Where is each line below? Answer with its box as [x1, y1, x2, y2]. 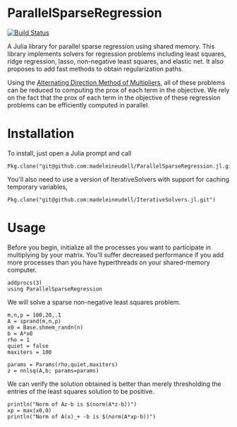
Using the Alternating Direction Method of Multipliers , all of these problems [7, 78, 226, 86]
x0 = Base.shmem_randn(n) [7, 324, 83, 331]
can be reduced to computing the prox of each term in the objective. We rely [7, 86, 230, 94]
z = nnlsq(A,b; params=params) [7, 367, 99, 374]
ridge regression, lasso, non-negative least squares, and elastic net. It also [7, 57, 224, 65]
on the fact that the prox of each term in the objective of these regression [7, 93, 221, 102]
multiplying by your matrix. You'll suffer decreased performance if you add [7, 250, 224, 259]
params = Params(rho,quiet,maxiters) [7, 361, 119, 368]
